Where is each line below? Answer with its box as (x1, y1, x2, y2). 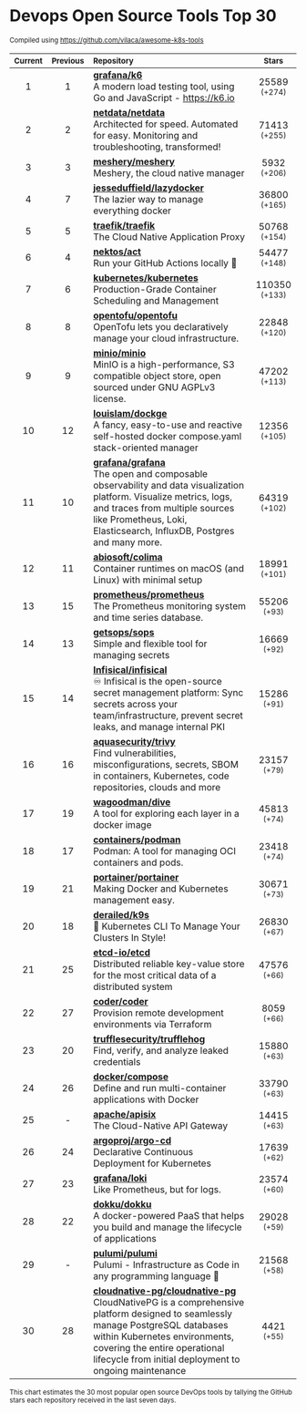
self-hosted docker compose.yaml (92, 429, 242, 442)
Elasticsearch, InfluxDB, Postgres (92, 524, 235, 537)
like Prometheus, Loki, (92, 512, 188, 525)
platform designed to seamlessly (92, 1307, 233, 1320)
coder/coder (92, 995, 148, 1007)
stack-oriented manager (92, 441, 199, 454)
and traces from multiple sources (92, 501, 235, 514)
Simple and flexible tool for (92, 637, 208, 650)
